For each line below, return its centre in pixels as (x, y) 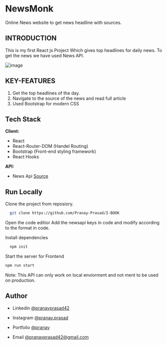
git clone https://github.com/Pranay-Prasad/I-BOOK (65, 213)
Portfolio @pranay (31, 327)
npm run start (20, 265)
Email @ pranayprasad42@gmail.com (50, 337)
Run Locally (24, 192)
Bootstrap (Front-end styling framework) (54, 152)
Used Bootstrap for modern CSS (45, 103)
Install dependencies (27, 238)
